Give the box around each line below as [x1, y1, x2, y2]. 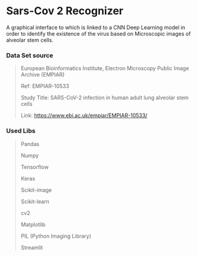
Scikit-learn [20, 198, 49, 205]
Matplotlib [20, 221, 46, 228]
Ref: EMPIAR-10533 [20, 83, 70, 90]
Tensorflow [20, 163, 49, 170]
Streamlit [20, 244, 43, 251]
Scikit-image [20, 186, 52, 194]
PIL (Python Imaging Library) [20, 232, 92, 239]
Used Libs [6, 127, 36, 135]
